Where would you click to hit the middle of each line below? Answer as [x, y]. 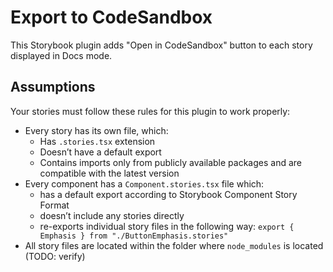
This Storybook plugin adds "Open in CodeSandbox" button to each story [161, 45]
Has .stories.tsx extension [97, 141]
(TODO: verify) [55, 256]
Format [54, 205]
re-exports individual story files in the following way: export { [167, 226]
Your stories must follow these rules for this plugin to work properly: [150, 111]
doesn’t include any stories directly [112, 215]
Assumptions [53, 87]
